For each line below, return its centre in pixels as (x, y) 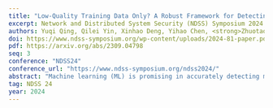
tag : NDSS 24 (30, 84)
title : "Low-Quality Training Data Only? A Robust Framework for (121, 16)
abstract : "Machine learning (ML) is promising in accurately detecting (134, 76)
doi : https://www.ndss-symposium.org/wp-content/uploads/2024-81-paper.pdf (139, 39)
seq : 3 (19, 54)
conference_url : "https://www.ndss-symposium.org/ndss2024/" (114, 69)
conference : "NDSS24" (45, 62)
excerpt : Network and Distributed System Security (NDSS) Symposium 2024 (136, 24)
